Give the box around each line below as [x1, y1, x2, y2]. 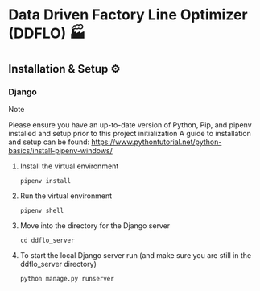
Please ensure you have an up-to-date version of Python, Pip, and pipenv [8, 119, 252, 130]
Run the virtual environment [19, 191, 113, 201]
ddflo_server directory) [19, 259, 97, 268]
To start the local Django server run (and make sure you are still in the [19, 250, 252, 260]
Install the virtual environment [19, 161, 119, 171]
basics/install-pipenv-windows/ [8, 145, 113, 155]
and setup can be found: [8, 137, 90, 147]
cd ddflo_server [19, 236, 75, 244]
